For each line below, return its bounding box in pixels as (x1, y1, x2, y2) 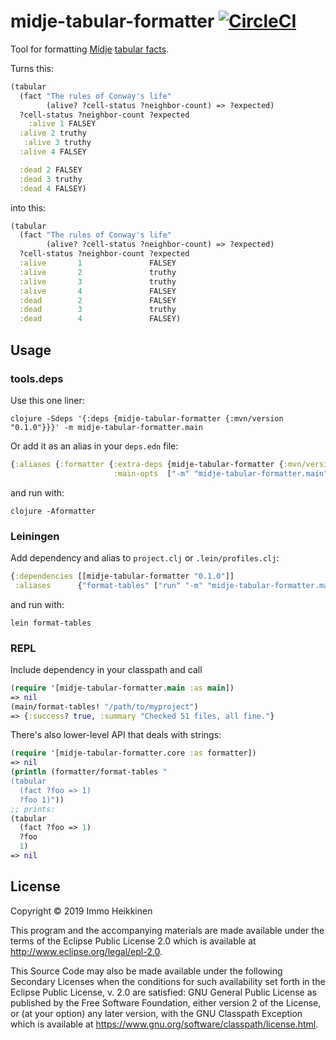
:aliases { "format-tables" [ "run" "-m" (14, 580, 203, 590)
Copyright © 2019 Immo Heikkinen (10, 905, 153, 917)
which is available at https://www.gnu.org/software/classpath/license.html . (10, 1018, 319, 1030)
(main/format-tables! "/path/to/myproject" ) (10, 701, 199, 712)
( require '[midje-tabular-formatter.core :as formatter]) (10, 748, 257, 759)
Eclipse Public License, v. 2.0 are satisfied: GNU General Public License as (10, 986, 317, 998)
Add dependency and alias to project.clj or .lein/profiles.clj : (10, 551, 280, 564)
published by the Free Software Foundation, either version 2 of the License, (10, 996, 322, 1009)
